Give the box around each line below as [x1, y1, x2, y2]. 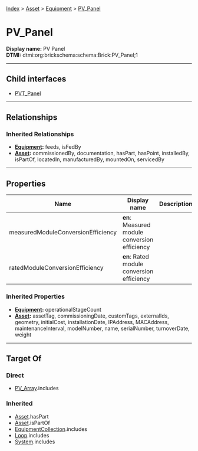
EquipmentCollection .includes [14, 425, 88, 433]
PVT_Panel [14, 90, 41, 97]
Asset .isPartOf [14, 419, 50, 426]
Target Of [6, 354, 42, 364]
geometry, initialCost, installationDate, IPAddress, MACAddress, [14, 318, 169, 325]
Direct [6, 371, 24, 380]
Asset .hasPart [14, 413, 49, 420]
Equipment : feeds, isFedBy [14, 143, 81, 151]
